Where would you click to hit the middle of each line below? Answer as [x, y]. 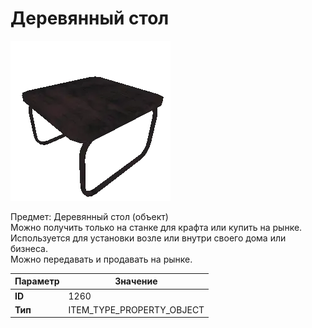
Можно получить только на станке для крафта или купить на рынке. [156, 227]
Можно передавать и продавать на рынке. [101, 259]
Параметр [37, 281]
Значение [136, 281]
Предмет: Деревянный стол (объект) [89, 216]
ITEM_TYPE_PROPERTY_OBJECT [136, 309]
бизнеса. [29, 248]
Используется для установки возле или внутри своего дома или [148, 238]
